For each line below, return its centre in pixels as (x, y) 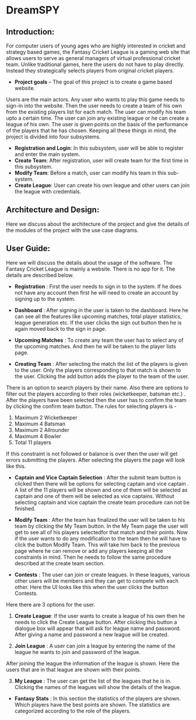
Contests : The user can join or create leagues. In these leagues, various (102, 574)
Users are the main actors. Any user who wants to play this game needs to (95, 99)
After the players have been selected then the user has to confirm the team (96, 400)
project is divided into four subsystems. (53, 137)
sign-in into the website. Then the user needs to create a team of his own (94, 105)
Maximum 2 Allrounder (42, 430)
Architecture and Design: (53, 210)
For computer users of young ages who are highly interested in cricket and (96, 46)
